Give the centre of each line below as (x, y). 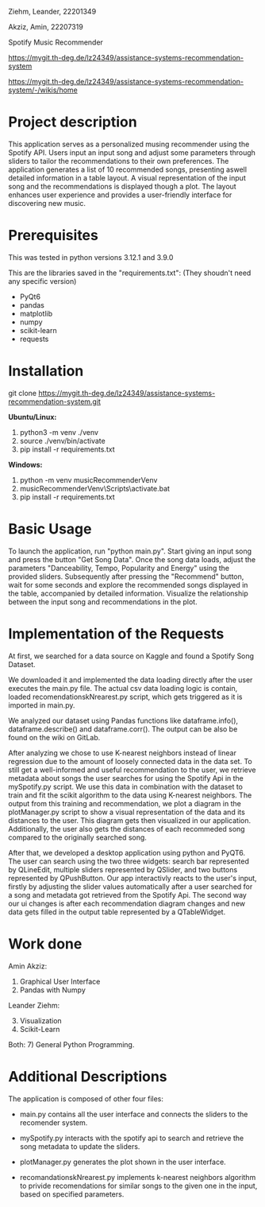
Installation (46, 371)
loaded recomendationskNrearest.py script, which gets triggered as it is (125, 697)
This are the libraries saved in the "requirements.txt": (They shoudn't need (130, 273)
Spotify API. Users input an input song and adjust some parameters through (132, 152)
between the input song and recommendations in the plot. (103, 602)
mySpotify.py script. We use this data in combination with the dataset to (126, 786)
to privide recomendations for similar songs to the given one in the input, (138, 1186)
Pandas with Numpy (52, 990)
